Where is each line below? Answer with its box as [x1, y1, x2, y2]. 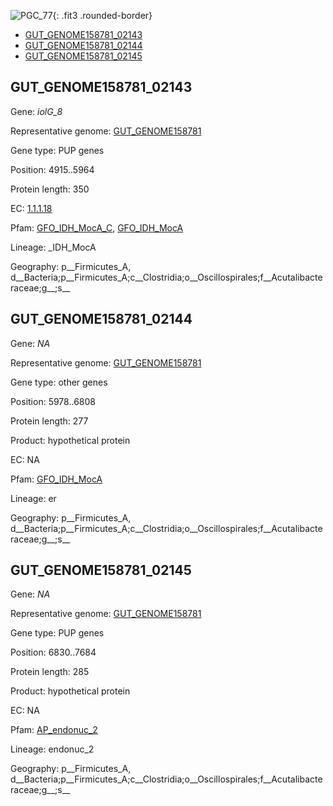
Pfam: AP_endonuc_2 [10, 724, 98, 736]
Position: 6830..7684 [10, 646, 97, 659]
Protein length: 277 [10, 415, 89, 427]
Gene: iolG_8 [10, 105, 63, 117]
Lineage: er [10, 492, 57, 504]
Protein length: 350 [10, 183, 90, 195]
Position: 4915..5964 [10, 163, 95, 175]
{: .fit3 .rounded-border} [52, 10, 153, 21]
